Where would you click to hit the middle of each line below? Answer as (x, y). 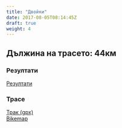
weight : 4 (19, 29)
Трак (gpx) (20, 112)
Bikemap (17, 119)
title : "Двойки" (27, 12)
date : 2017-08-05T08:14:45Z (42, 18)
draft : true (21, 23)
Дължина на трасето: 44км (61, 53)
